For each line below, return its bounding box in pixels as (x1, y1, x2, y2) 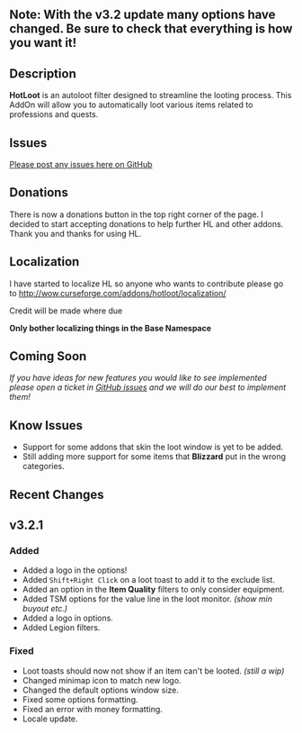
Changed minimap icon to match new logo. (22, 674, 182, 685)
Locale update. (22, 713, 78, 724)
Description (9, 66, 76, 81)
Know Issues (9, 418, 84, 433)
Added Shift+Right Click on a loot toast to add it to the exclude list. (22, 575, 276, 585)
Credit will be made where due (9, 305, 123, 316)
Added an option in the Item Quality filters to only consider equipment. (22, 584, 285, 595)
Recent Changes (9, 486, 105, 502)
